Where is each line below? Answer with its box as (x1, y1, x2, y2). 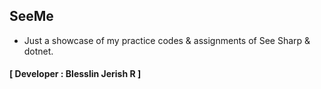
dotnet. (23, 45, 54, 57)
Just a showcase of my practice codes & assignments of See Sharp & (23, 34, 311, 46)
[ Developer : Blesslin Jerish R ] (9, 68, 142, 80)
